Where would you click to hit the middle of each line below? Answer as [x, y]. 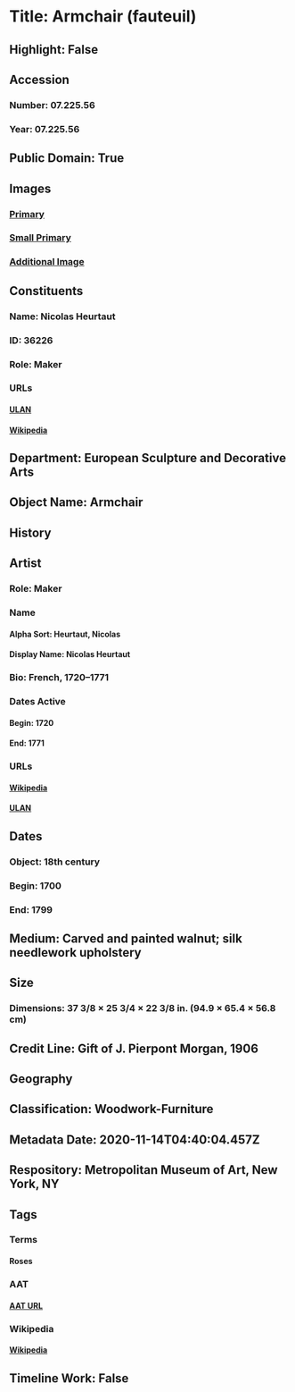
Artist [25, 564]
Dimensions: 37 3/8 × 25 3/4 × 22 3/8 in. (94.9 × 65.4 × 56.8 [143, 1008]
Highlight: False [54, 50]
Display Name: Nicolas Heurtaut [70, 654]
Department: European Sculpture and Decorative [148, 458]
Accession [39, 79]
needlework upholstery [75, 953]
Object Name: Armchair [76, 502]
